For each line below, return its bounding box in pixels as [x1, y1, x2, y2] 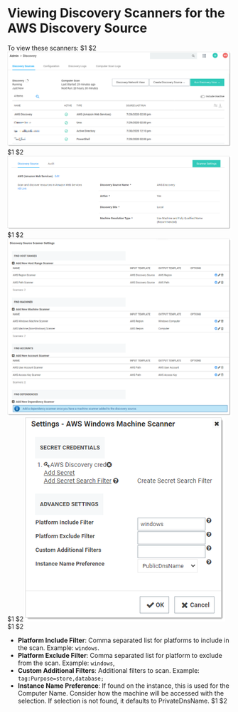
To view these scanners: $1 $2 [7, 43, 97, 52]
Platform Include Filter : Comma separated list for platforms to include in [17, 636, 229, 644]
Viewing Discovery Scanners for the [7, 5, 225, 21]
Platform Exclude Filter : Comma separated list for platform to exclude [17, 651, 222, 659]
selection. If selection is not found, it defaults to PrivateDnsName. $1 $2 [17, 696, 227, 705]
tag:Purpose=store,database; [17, 675, 104, 682]
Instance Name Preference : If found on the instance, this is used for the [17, 681, 229, 690]
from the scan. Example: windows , [17, 659, 115, 667]
